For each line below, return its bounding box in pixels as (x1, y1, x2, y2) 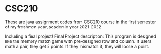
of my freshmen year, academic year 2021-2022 (5, 24, 102, 29)
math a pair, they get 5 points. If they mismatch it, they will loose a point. (5, 43, 149, 49)
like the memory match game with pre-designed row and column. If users (5, 38, 152, 44)
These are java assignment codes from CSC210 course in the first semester (5, 19, 156, 25)
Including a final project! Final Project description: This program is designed (5, 33, 156, 39)
